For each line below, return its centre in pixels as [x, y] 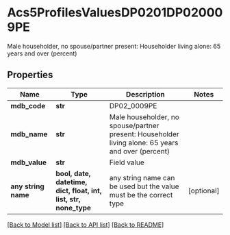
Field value [127, 162]
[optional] [204, 190]
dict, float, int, [79, 190]
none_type [73, 208]
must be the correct [141, 195]
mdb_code [28, 106]
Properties [30, 75]
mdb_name [29, 134]
